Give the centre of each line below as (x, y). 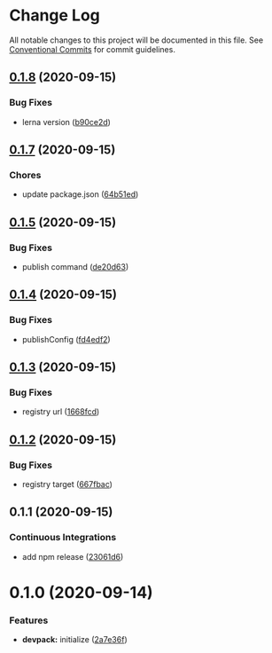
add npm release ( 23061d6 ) (73, 556)
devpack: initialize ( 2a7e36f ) (74, 640)
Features (29, 620)
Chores (25, 175)
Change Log (54, 16)
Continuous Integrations (63, 538)
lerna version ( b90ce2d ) (66, 122)
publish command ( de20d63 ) (75, 267)
